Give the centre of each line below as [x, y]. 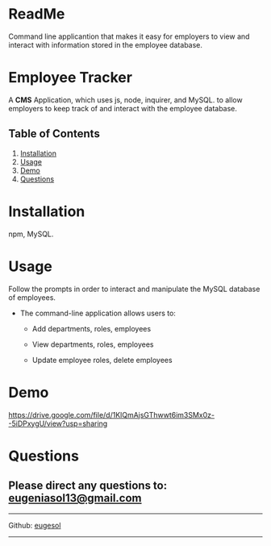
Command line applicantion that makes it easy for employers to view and [129, 36]
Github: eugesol [35, 525]
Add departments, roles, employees [92, 328]
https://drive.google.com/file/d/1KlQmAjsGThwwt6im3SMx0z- [112, 415]
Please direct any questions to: [88, 486]
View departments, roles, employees [93, 344]
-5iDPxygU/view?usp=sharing [58, 423]
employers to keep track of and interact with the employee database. [123, 108]
